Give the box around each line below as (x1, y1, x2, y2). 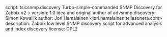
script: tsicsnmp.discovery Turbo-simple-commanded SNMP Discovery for (5, 5, 162, 10)
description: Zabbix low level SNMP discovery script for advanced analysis (5, 20, 162, 26)
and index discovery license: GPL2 (5, 26, 78, 32)
